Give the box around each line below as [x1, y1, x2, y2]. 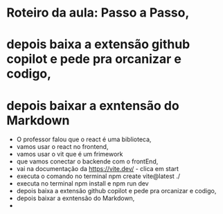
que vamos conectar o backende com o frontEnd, [16, 157, 159, 166]
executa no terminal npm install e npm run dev [16, 179, 150, 188]
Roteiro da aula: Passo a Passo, [6, 5, 190, 21]
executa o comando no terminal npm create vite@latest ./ [16, 172, 181, 181]
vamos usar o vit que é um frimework [16, 150, 123, 159]
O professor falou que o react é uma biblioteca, [16, 135, 152, 143]
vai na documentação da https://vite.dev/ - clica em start [16, 165, 179, 173]
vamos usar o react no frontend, [16, 143, 109, 151]
